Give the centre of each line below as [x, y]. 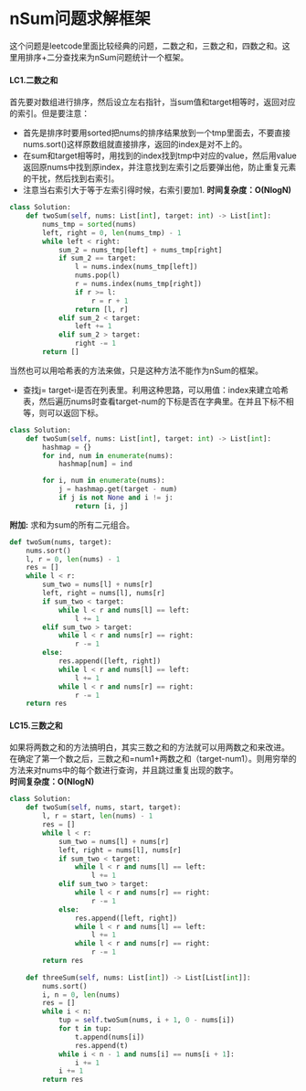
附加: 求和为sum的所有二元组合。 [72, 524]
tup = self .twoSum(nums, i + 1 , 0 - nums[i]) [146, 1021]
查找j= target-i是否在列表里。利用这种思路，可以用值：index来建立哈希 [156, 390]
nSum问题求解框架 [80, 19]
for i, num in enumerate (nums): [104, 481]
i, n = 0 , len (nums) [81, 995]
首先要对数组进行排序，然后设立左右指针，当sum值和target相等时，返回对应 [153, 102]
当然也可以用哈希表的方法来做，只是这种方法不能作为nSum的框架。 [136, 370]
